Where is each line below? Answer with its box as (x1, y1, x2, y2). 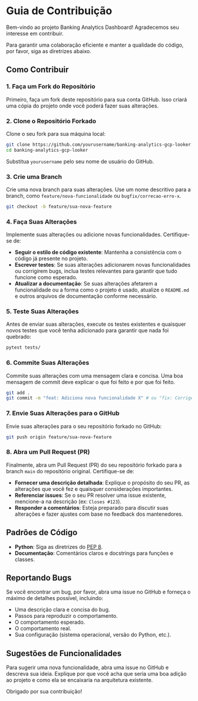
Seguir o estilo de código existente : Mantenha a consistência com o (14, 249, 181, 256)
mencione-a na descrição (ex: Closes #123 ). (14, 497, 122, 505)
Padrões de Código (6, 528, 78, 538)
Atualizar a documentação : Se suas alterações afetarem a (14, 280, 158, 287)
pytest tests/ (6, 345, 41, 350)
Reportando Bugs (6, 573, 72, 583)
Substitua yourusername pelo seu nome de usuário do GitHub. (6, 158, 154, 165)
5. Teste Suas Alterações (6, 307, 80, 316)
